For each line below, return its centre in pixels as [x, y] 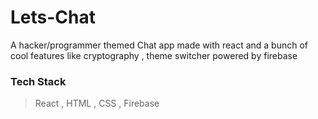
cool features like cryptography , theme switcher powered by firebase [154, 55]
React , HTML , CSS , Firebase [97, 103]
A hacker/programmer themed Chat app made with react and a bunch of [159, 45]
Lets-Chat [53, 17]
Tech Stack [38, 81]
